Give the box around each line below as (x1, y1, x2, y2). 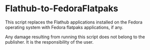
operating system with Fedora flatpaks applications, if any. (5, 24, 124, 30)
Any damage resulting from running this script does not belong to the (5, 34, 145, 40)
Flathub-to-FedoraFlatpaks (5, 3, 119, 14)
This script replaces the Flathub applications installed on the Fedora (5, 19, 143, 25)
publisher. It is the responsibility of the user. (5, 39, 94, 45)
